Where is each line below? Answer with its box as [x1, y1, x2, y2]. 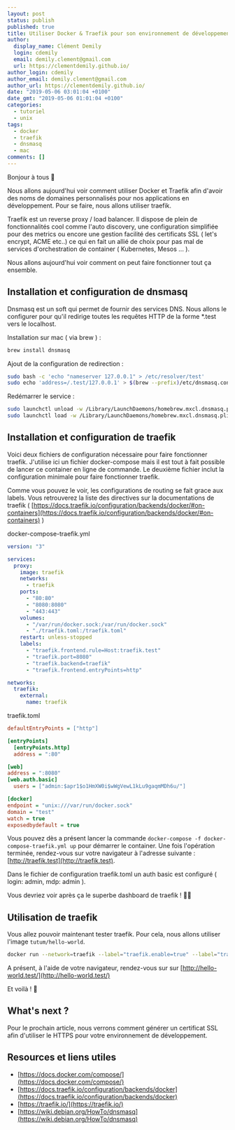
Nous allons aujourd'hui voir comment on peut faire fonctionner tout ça [7, 258, 212, 266]
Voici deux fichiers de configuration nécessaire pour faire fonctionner [7, 450, 208, 458]
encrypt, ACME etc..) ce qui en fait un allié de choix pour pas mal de [7, 237, 204, 245]
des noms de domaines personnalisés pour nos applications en [7, 193, 190, 202]
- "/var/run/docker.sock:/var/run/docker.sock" [25, 621, 168, 628]
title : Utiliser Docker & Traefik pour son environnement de [7, 29, 190, 37]
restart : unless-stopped [20, 634, 92, 641]
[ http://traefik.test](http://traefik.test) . [7, 857, 115, 865]
